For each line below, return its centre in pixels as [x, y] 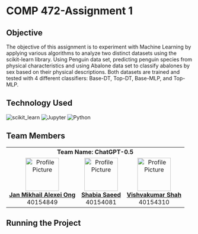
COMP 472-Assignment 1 [70, 11]
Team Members [36, 136]
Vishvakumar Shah [154, 194]
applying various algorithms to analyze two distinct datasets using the [91, 53]
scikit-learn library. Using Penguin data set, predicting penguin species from [99, 59]
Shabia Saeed [101, 194]
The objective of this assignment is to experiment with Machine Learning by [99, 47]
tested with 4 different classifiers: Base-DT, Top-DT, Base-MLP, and [89, 78]
